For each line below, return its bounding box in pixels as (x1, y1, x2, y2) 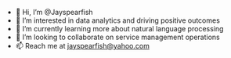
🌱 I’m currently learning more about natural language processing (15, 24, 224, 33)
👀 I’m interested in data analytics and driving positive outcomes (15, 16, 221, 25)
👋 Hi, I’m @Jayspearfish (15, 8, 93, 16)
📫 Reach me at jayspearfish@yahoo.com (15, 42, 150, 50)
